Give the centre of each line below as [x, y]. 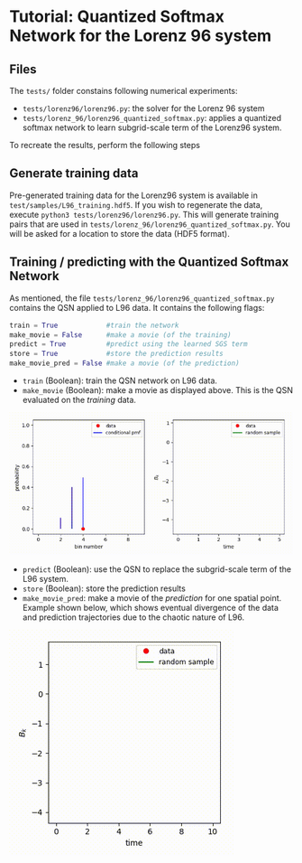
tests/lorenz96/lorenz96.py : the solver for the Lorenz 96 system [143, 108]
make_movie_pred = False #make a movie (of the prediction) [125, 363]
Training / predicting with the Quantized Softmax [149, 263]
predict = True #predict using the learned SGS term [128, 344]
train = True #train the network [94, 325]
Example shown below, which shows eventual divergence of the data [151, 608]
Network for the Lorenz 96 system [141, 36]
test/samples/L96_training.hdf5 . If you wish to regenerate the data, [136, 204]
